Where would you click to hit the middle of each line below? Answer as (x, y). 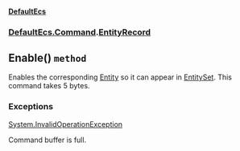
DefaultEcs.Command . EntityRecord (80, 32)
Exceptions (31, 107)
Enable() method (48, 57)
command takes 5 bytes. (49, 86)
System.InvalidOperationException (66, 124)
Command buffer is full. (48, 140)
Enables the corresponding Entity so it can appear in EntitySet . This (120, 77)
